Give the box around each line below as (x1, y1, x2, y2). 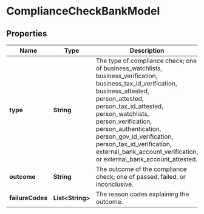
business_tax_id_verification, (96, 79, 177, 87)
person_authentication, (96, 125, 161, 133)
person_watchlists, (96, 110, 149, 118)
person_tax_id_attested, (96, 102, 164, 110)
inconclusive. (96, 180, 134, 189)
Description (129, 47, 165, 55)
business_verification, (96, 72, 158, 80)
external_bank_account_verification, (96, 147, 199, 156)
